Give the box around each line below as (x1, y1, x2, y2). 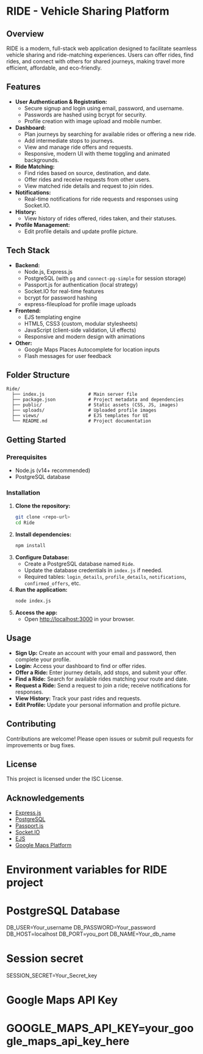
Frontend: (15, 307, 41, 314)
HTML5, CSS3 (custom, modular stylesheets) (24, 320, 138, 327)
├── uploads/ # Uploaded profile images (12, 407, 157, 414)
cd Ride (15, 520, 35, 526)
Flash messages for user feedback (24, 352, 112, 359)
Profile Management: (15, 221, 70, 228)
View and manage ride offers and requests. (24, 143, 133, 151)
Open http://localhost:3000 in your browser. (24, 615, 135, 623)
